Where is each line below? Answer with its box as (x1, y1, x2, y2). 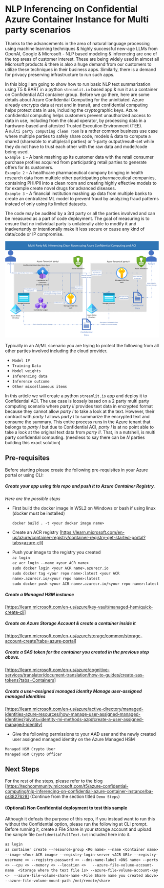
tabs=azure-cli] (12, 540, 43, 546)
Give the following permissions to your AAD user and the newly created (12, 731, 156, 737)
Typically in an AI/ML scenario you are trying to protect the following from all (5, 342, 159, 348)
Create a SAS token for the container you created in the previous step (5, 649, 149, 655)
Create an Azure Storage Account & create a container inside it (5, 621, 136, 626)
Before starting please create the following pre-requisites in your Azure (5, 467, 148, 473)
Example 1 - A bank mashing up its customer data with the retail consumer (5, 154, 154, 160)
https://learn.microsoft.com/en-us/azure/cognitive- (6, 667, 110, 672)
